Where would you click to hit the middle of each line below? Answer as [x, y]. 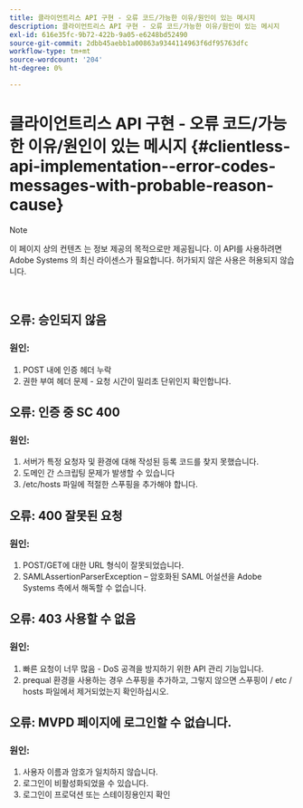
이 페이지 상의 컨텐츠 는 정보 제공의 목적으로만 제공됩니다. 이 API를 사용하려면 [146, 248]
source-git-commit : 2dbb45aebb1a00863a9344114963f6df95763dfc [129, 43]
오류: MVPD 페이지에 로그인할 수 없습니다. [121, 722]
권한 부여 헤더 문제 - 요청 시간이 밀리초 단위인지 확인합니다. [127, 380]
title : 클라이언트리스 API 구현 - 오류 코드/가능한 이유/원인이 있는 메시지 [133, 18]
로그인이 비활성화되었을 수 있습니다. [85, 784]
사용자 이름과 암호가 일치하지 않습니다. [90, 772]
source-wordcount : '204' [56, 60]
